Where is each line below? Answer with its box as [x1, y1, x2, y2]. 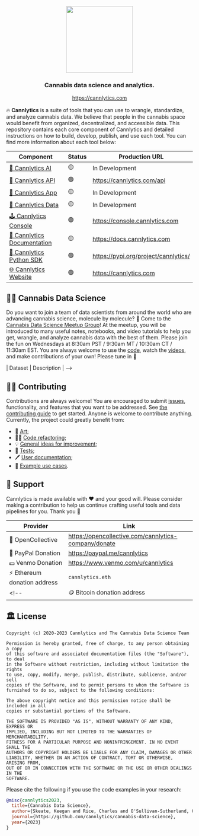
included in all [6, 703, 46, 708]
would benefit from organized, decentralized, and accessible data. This [6, 120, 180, 127]
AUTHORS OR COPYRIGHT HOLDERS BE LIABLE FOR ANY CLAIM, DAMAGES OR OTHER [6, 749, 192, 755]
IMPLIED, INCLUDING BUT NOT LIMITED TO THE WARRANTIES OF [6, 729, 152, 735]
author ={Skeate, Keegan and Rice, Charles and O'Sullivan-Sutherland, [11, 808, 190, 815]
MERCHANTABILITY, [6, 734, 49, 740]
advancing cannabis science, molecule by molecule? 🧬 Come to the [6, 315, 171, 322]
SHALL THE [6, 744, 31, 750]
